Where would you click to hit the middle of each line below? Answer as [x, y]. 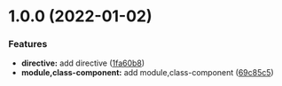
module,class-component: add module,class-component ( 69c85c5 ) [147, 73]
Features [28, 44]
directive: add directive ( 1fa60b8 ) [83, 63]
